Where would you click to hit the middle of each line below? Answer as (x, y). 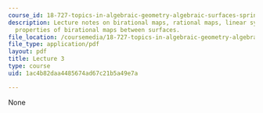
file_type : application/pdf (54, 44)
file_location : (33, 37)
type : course (29, 66)
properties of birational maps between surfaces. (97, 30)
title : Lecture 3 (36, 59)
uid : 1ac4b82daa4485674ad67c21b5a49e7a (73, 73)
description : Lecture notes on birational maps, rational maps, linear (127, 23)
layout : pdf (27, 51)
